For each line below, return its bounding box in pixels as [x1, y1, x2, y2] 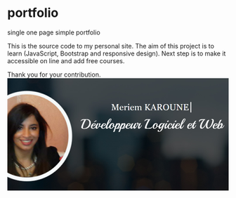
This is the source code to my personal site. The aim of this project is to [7, 41, 214, 50]
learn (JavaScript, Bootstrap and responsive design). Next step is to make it [7, 49, 226, 58]
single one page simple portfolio [7, 28, 100, 37]
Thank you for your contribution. [7, 70, 101, 79]
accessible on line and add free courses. [7, 56, 125, 65]
